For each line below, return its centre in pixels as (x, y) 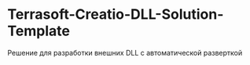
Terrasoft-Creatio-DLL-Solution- (116, 14)
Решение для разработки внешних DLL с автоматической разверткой (125, 52)
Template (39, 31)
